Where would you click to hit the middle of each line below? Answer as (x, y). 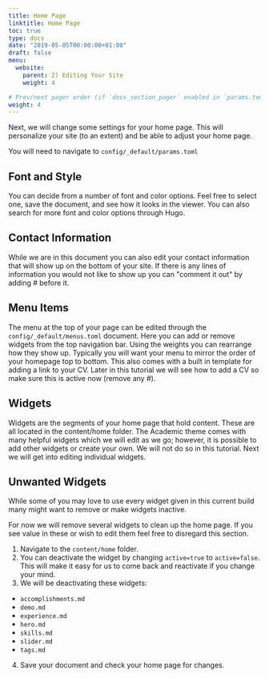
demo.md (32, 608)
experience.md (43, 616)
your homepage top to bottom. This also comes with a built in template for (130, 361)
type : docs (26, 38)
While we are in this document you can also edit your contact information (129, 257)
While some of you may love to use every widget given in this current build (131, 501)
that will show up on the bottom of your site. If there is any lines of (117, 266)
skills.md (36, 633)
